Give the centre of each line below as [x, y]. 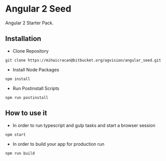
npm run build [20, 153]
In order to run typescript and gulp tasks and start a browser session [84, 125]
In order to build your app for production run [59, 144]
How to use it [26, 113]
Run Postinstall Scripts [36, 88]
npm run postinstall [27, 97]
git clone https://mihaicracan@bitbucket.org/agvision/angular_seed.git [83, 60]
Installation [23, 39]
